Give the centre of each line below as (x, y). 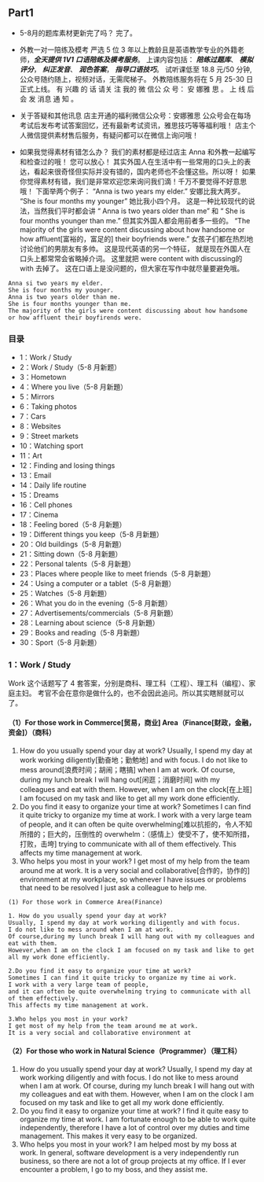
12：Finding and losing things (67, 466)
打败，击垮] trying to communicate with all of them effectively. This (128, 844)
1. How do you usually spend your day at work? (88, 915)
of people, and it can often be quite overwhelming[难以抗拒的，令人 (129, 824)
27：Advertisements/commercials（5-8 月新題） (99, 613)
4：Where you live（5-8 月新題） (73, 387)
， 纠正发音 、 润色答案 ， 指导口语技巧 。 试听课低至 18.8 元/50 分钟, (143, 69)
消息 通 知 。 (58, 98)
